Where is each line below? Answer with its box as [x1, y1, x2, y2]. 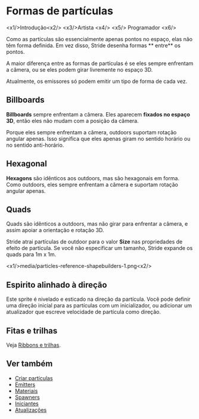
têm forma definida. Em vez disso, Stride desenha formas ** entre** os [6, 42, 181, 49]
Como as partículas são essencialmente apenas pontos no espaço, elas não [6, 35, 192, 42]
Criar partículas [14, 374, 53, 381]
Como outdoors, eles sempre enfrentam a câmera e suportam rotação [6, 181, 179, 188]
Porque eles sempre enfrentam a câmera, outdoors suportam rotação [6, 128, 177, 135]
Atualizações [14, 406, 47, 413]
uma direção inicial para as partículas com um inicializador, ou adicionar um [6, 302, 192, 309]
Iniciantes [14, 400, 39, 407]
